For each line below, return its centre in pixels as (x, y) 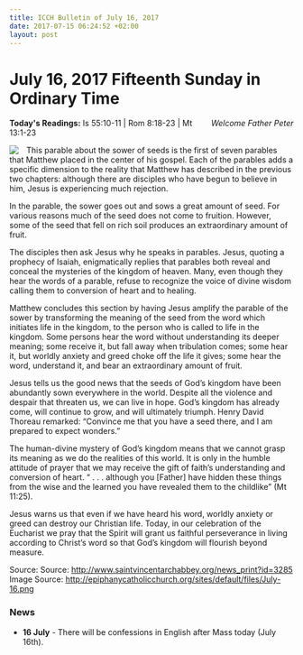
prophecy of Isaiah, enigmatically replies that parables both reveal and (140, 262)
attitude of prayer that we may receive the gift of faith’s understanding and (147, 468)
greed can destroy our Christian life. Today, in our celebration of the (135, 523)
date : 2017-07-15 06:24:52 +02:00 (74, 26)
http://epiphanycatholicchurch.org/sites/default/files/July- (173, 579)
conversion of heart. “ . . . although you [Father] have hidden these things (146, 477)
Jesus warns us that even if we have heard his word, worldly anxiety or (141, 514)
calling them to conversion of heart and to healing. (103, 291)
